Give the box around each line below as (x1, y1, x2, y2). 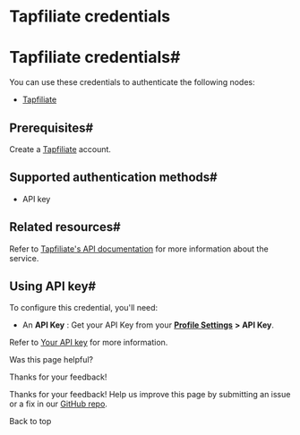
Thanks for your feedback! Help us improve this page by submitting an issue (9, 389, 291, 400)
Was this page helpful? (9, 354, 94, 365)
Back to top (9, 416, 52, 427)
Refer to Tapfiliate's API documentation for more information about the (9, 243, 269, 254)
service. (9, 252, 39, 263)
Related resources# (9, 219, 121, 235)
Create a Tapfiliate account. (9, 143, 112, 154)
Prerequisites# (9, 120, 94, 135)
